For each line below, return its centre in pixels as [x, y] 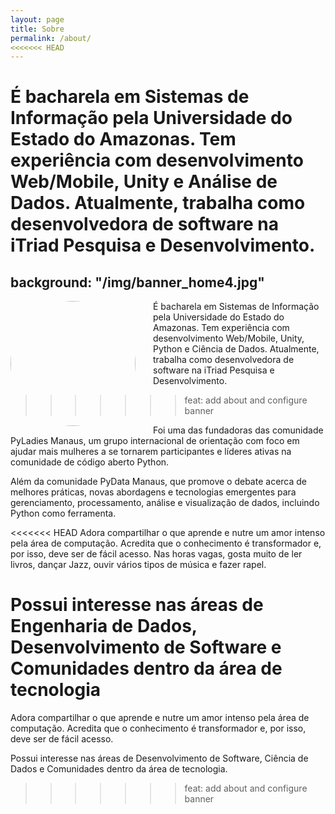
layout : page [37, 19]
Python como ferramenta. [63, 513]
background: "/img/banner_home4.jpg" [137, 282]
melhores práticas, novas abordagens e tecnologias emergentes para [153, 492]
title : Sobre [37, 29]
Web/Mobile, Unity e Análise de [144, 182]
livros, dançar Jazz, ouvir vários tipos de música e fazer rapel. [138, 565]
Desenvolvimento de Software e [146, 647]
